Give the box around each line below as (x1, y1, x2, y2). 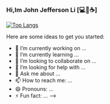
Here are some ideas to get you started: (6, 33, 105, 41)
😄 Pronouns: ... (14, 85, 54, 93)
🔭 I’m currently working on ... (14, 45, 87, 52)
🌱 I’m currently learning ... (14, 51, 79, 59)
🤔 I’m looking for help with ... (14, 64, 86, 71)
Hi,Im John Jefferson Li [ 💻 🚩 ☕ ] (6, 5, 97, 14)
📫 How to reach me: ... (14, 77, 73, 84)
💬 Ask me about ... (14, 70, 61, 77)
